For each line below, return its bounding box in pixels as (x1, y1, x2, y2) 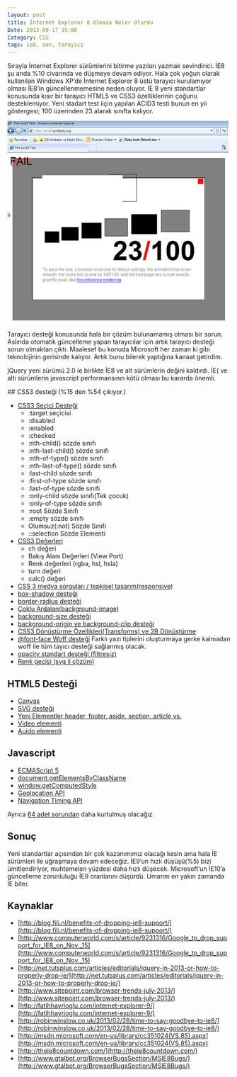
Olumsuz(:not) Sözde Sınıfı (28, 521, 107, 531)
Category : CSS (7, 34, 50, 41)
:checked (28, 432, 56, 440)
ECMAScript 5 (17, 766, 59, 774)
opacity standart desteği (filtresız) (17, 650, 117, 658)
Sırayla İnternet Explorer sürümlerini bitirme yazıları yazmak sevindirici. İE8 (7, 62, 225, 70)
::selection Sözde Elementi (28, 529, 106, 538)
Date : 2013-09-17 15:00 (7, 26, 78, 33)
